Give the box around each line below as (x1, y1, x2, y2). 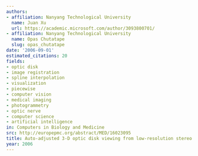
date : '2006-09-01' (6, 47, 55, 53)
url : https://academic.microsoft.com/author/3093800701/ (11, 25, 155, 31)
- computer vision (6, 91, 52, 97)
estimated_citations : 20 (6, 53, 68, 59)
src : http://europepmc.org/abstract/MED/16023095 (6, 130, 132, 136)
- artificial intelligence (6, 119, 73, 125)
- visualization (6, 81, 46, 87)
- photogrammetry (6, 102, 49, 109)
